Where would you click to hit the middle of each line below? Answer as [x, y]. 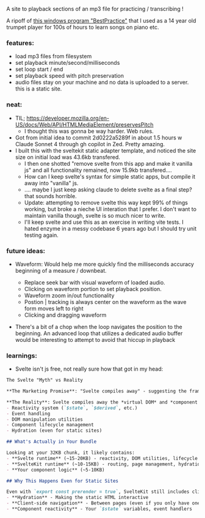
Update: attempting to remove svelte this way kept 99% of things [106, 202]
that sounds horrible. [51, 196]
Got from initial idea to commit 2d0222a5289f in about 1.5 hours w [99, 138]
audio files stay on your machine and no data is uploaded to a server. [102, 83]
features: [20, 43]
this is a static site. [38, 89]
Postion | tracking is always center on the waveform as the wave [105, 302]
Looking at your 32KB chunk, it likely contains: [71, 453]
